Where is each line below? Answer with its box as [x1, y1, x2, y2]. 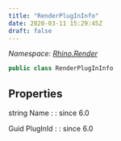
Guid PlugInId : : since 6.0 [8, 124, 94, 134]
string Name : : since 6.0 [8, 108, 90, 118]
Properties [8, 86, 63, 101]
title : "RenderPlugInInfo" [8, 11, 99, 20]
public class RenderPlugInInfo [8, 64, 114, 73]
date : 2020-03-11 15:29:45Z [8, 19, 103, 27]
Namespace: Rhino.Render [8, 49, 98, 59]
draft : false [8, 27, 52, 35]
